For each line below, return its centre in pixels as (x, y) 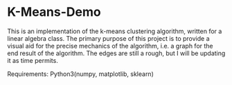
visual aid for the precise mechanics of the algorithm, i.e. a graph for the (110, 46)
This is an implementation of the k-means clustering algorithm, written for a (115, 31)
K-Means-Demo (54, 12)
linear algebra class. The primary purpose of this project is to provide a (108, 38)
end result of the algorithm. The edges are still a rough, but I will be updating (116, 53)
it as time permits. (33, 60)
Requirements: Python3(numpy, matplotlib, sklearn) (80, 74)
